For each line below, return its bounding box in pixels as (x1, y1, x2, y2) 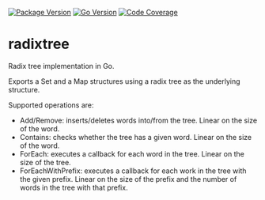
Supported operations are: (8, 100, 94, 110)
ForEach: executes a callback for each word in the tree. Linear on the (19, 149, 245, 158)
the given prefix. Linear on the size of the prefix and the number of (19, 174, 237, 183)
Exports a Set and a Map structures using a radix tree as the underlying (8, 76, 240, 86)
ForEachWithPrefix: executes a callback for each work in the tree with (19, 166, 247, 175)
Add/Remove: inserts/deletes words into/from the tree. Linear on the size (19, 115, 258, 125)
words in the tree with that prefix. (19, 183, 128, 192)
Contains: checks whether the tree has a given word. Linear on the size (19, 132, 252, 142)
